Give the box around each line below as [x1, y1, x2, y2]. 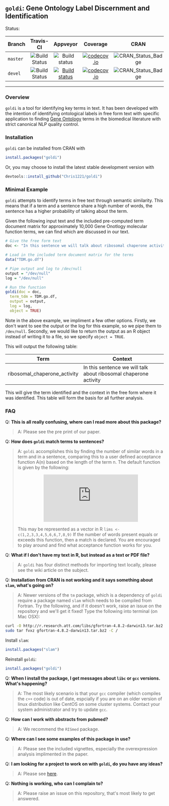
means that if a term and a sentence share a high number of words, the [5, 203, 152, 209]
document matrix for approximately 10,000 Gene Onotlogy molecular [5, 223, 147, 230]
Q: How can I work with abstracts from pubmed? [5, 716, 108, 722]
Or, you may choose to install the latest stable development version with [5, 164, 154, 170]
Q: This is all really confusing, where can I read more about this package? [5, 419, 162, 425]
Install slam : [5, 637, 29, 643]
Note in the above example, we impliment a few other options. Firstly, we [5, 317, 156, 323]
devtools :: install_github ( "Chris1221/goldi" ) [5, 174, 102, 179]
